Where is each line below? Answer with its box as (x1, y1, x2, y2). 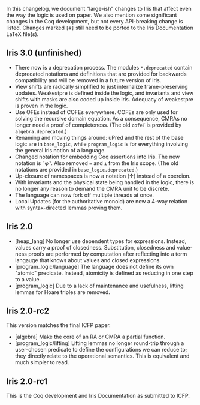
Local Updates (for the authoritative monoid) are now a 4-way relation (14, 197, 188, 205)
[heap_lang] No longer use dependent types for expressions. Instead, (14, 237, 187, 245)
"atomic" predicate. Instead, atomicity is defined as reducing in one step (14, 269, 193, 277)
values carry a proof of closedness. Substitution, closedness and (14, 244, 175, 251)
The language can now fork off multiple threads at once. (14, 191, 154, 199)
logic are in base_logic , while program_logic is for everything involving (14, 140, 189, 148)
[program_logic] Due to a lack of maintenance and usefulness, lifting (14, 282, 184, 289)
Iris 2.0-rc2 (6, 306, 50, 316)
